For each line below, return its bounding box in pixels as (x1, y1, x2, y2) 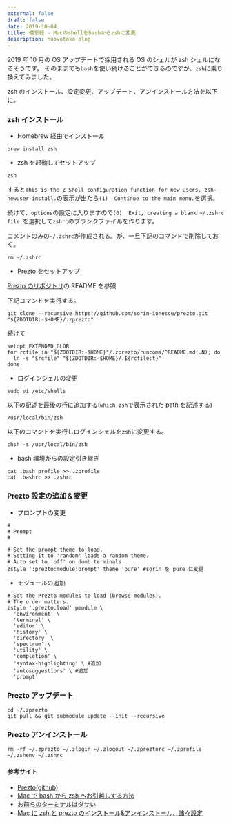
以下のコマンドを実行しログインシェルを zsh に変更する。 (7, 428, 168, 436)
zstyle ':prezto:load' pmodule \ (7, 604, 103, 611)
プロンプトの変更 (17, 508, 66, 516)
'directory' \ (13, 634, 54, 641)
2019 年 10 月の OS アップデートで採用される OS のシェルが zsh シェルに (7, 56, 215, 64)
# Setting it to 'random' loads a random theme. (7, 552, 150, 559)
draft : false (7, 17, 45, 23)
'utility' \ (13, 646, 48, 654)
